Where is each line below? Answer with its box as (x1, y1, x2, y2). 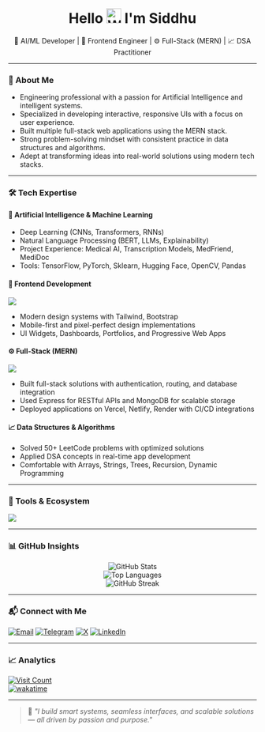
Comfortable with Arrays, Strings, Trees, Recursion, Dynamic (19, 459, 218, 470)
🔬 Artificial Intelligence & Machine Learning (8, 209, 154, 219)
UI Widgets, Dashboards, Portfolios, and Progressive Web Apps (19, 328, 226, 338)
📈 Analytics (8, 655, 57, 666)
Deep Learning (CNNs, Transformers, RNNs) (19, 228, 164, 237)
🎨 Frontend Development (8, 279, 92, 289)
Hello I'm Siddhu (68, 9, 197, 28)
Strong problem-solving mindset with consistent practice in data (19, 134, 229, 144)
